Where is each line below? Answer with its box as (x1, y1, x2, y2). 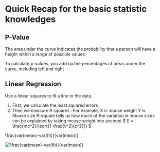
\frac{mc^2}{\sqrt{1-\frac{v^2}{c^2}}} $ (12, 123, 91, 129)
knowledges (5, 14, 56, 25)
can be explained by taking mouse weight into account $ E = (12, 118, 134, 124)
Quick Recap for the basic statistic (5, 3, 147, 15)
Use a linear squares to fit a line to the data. (5, 93, 92, 98)
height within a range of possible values (5, 51, 85, 57)
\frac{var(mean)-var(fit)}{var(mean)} (5, 133, 79, 138)
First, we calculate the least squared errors (12, 102, 98, 108)
